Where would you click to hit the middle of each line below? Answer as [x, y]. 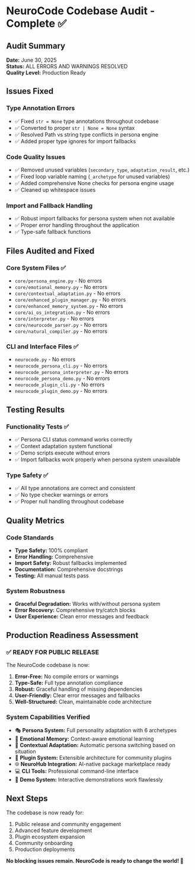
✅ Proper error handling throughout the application [77, 225]
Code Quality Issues [36, 157]
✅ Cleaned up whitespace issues [55, 190]
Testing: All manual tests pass [52, 575]
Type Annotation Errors [41, 108]
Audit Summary [36, 46]
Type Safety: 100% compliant [51, 550]
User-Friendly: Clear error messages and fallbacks [77, 695]
